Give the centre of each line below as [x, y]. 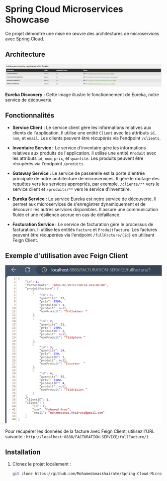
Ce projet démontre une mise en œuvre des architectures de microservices [82, 33]
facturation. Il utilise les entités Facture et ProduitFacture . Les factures [85, 230]
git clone [23, 474]
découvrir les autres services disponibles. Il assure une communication [85, 209]
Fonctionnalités [30, 116]
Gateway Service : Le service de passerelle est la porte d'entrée [79, 173]
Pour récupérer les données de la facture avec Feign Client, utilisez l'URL [80, 431]
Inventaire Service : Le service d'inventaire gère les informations [79, 147]
